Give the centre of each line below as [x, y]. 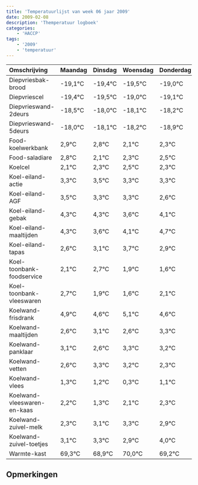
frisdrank [22, 318]
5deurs [19, 131]
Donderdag [175, 70]
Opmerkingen [32, 475]
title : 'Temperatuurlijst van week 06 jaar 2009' [68, 12]
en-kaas [21, 410]
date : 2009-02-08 [27, 17]
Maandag [73, 70]
